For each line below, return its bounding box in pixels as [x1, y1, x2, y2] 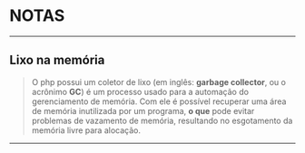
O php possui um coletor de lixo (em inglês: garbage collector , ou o [31, 76, 286, 87]
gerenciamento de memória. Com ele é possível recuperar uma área [31, 96, 287, 107]
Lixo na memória [9, 53, 105, 68]
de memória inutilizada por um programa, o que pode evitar [31, 105, 255, 116]
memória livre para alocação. [31, 124, 141, 136]
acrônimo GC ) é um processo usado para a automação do [31, 86, 250, 97]
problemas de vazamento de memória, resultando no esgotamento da [31, 115, 293, 126]
